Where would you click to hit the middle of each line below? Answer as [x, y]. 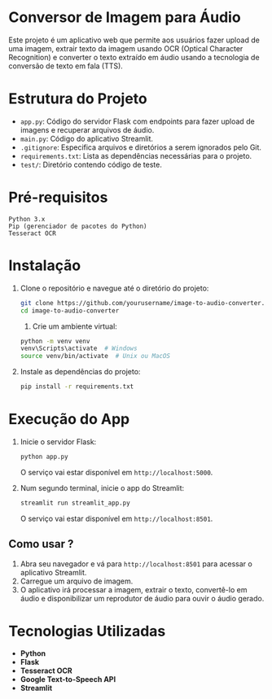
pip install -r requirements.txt [77, 387]
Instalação [45, 265]
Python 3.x [27, 219]
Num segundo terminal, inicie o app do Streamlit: [102, 487]
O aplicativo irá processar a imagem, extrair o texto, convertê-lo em [134, 589]
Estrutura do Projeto [78, 99]
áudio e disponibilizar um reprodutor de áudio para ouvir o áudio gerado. [142, 598]
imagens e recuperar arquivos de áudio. [87, 129]
